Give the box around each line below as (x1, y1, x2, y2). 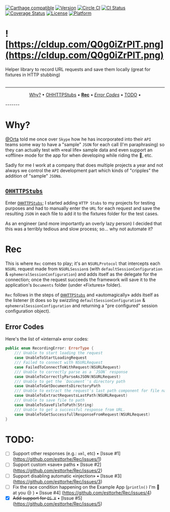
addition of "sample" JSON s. (5, 173, 62, 179)
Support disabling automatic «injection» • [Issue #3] (12, 472, 122, 479)
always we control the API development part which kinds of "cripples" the (5, 167, 159, 174)
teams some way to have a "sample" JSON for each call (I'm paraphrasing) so (5, 141, 165, 147)
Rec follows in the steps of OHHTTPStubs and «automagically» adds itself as (5, 292, 159, 298)
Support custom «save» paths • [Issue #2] (12, 462, 102, 468)
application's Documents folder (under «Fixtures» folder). (5, 282, 122, 288)
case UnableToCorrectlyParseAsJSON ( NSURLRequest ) (14, 374, 121, 379)
